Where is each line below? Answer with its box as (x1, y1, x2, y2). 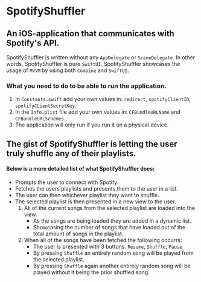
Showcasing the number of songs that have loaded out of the (33, 223, 186, 231)
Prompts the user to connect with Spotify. (14, 179, 119, 186)
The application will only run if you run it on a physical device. (14, 121, 169, 128)
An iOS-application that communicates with (6, 28, 175, 39)
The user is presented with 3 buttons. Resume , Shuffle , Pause (33, 243, 183, 250)
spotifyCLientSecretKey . (14, 102, 77, 110)
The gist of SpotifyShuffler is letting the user (6, 139, 177, 149)
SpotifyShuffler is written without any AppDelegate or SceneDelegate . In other (6, 54, 196, 61)
